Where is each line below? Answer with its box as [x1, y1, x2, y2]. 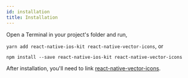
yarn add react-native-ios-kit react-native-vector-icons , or [6, 43, 164, 50]
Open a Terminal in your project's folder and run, [6, 31, 128, 38]
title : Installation [6, 14, 59, 20]
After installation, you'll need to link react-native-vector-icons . [6, 64, 161, 72]
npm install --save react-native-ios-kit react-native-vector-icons [6, 54, 183, 60]
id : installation [6, 8, 50, 15]
